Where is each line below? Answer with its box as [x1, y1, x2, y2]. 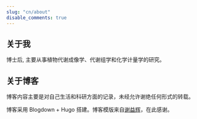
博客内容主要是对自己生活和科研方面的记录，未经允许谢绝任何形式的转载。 [6, 93, 194, 101]
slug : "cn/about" [6, 9, 51, 15]
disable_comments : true [6, 15, 67, 21]
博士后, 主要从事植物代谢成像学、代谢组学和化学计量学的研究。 [6, 56, 165, 63]
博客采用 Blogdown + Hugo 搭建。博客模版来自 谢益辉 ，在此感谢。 [6, 106, 173, 114]
